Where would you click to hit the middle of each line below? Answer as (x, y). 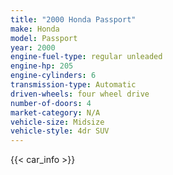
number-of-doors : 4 (51, 103)
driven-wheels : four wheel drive (80, 94)
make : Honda (35, 29)
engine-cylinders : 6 (53, 76)
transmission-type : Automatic (73, 85)
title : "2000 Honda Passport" (73, 19)
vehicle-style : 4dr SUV (60, 131)
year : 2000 (33, 47)
